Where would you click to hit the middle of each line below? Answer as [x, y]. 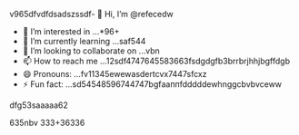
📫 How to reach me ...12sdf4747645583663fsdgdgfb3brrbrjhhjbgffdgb [156, 61]
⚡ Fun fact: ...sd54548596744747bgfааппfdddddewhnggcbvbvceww [152, 84]
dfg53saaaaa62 [39, 105]
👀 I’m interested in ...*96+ [71, 31]
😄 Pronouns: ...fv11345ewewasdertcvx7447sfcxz [115, 74]
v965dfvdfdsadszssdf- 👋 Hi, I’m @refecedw [92, 14]
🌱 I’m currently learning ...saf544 [84, 41]
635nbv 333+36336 [47, 123]
